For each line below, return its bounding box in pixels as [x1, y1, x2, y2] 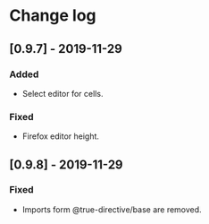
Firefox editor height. [21, 131, 100, 142]
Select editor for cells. [21, 88, 104, 99]
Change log [9, 5, 96, 26]
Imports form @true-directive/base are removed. [21, 203, 203, 215]
